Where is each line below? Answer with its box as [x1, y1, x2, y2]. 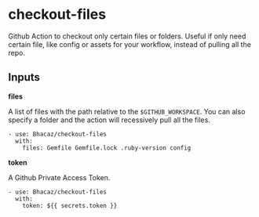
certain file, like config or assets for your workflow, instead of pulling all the [8, 39, 251, 49]
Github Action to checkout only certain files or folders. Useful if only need [8, 31, 246, 41]
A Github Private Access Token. [8, 172, 111, 182]
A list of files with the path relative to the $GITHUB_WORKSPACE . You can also [8, 107, 246, 116]
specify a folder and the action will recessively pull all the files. [8, 115, 210, 125]
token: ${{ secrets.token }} [22, 201, 118, 209]
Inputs [8, 71, 41, 84]
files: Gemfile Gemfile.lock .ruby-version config [22, 143, 192, 152]
